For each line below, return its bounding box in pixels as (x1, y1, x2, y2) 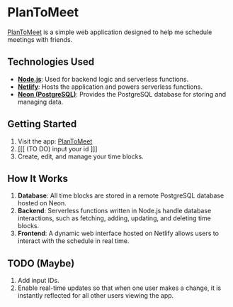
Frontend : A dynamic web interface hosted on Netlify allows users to (17, 229, 220, 238)
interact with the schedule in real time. (17, 237, 130, 245)
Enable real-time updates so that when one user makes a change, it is (17, 284, 222, 292)
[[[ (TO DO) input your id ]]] (17, 144, 98, 153)
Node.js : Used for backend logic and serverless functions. (17, 75, 189, 83)
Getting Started (7, 118, 77, 130)
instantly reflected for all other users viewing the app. (17, 291, 174, 300)
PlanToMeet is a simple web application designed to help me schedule (7, 28, 212, 36)
